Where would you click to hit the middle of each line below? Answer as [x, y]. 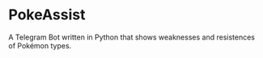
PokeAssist [47, 15]
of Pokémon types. [40, 45]
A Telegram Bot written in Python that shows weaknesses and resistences [131, 37]
